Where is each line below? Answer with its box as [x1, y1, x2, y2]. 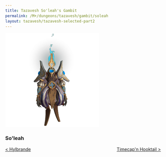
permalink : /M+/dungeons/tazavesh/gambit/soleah [5, 13, 108, 18]
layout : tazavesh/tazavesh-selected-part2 [5, 18, 95, 23]
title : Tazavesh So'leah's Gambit [5, 8, 77, 13]
